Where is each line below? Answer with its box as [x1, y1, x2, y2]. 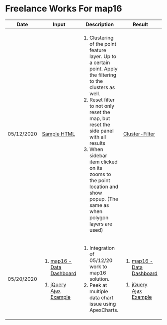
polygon [89, 214, 109, 221]
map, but [89, 115, 110, 122]
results [89, 139, 106, 146]
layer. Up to [89, 53, 117, 60]
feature [89, 47, 107, 54]
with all [89, 133, 106, 140]
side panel [89, 127, 114, 134]
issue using [89, 300, 116, 307]
